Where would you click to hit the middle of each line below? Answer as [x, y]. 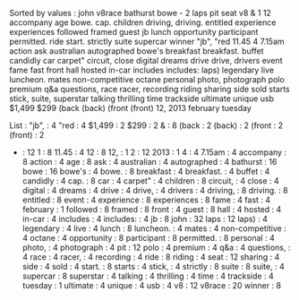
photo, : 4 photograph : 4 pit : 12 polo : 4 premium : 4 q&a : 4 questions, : [156, 247]
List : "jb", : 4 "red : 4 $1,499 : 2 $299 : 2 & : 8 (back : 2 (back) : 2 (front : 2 [146, 125]
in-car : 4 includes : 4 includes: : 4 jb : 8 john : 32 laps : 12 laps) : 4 [145, 219]
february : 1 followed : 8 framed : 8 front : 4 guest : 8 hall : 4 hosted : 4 [152, 209]
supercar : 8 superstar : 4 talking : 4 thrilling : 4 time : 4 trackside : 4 [148, 276]
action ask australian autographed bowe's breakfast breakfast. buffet [137, 51]
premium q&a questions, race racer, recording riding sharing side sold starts [150, 89]
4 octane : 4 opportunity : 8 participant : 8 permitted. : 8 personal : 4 [148, 238]
